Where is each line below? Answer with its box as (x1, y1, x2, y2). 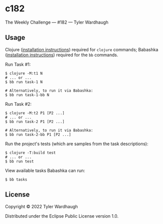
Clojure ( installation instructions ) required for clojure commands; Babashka (5, 46, 159, 52)
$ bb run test (5, 159, 34, 164)
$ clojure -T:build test (5, 150, 56, 155)
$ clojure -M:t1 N (5, 71, 43, 76)
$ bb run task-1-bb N (5, 92, 50, 97)
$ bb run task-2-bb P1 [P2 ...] (5, 132, 71, 137)
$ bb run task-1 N (5, 79, 43, 84)
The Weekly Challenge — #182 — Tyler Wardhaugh (5, 19, 109, 25)
